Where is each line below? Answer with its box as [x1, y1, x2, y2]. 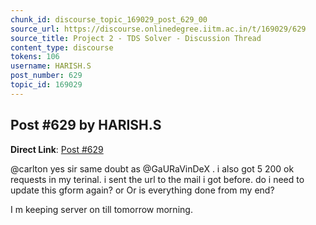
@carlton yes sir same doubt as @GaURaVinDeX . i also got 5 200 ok [10, 162, 295, 175]
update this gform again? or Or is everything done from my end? [10, 184, 275, 196]
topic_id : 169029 [10, 80, 83, 90]
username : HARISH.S [10, 61, 92, 71]
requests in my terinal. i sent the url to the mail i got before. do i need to [10, 173, 305, 185]
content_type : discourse [10, 42, 114, 53]
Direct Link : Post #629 [10, 143, 104, 155]
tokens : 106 [10, 52, 60, 62]
